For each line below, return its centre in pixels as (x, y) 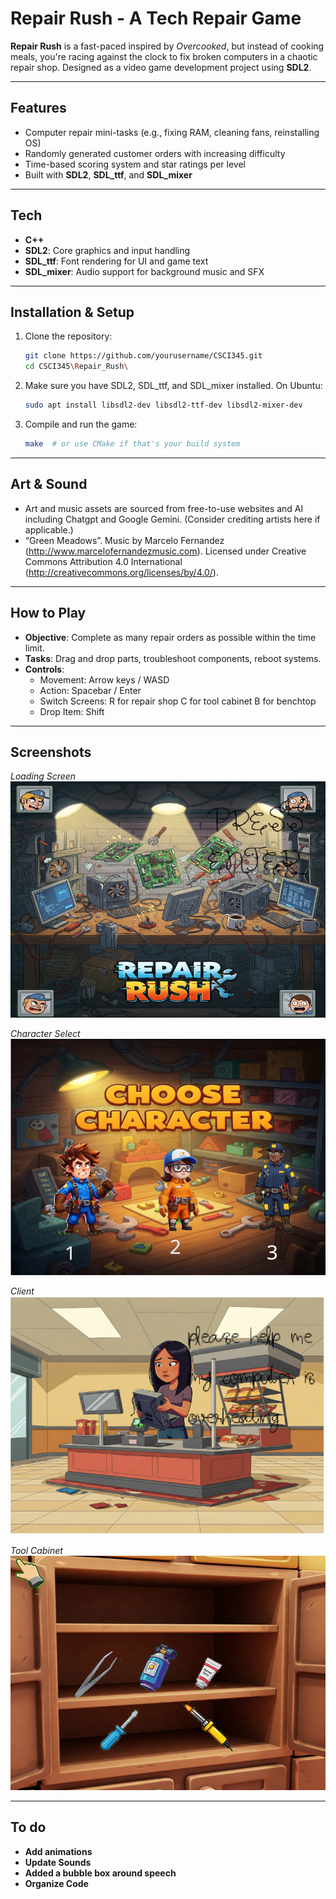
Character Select (45, 1033)
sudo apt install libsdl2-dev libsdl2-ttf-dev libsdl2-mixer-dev (163, 405)
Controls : (44, 669)
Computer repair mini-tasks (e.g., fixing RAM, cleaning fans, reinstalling (172, 132)
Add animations (58, 1851)
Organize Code (56, 1883)
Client (22, 1291)
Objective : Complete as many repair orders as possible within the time (170, 637)
